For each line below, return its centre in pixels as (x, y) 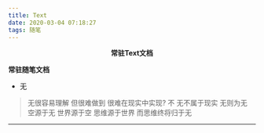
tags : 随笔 (25, 30)
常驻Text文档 (132, 53)
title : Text (27, 15)
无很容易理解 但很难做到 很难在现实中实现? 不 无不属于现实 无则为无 (137, 103)
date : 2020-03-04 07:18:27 (52, 23)
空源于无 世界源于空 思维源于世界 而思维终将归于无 (110, 113)
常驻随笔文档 (29, 70)
